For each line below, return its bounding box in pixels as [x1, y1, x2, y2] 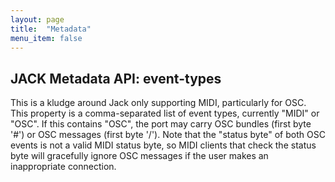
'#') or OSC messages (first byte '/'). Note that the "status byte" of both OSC [10, 129, 326, 141]
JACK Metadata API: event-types [10, 70, 222, 87]
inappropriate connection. [10, 161, 117, 173]
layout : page [10, 14, 65, 25]
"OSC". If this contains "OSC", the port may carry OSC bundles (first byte [10, 118, 312, 130]
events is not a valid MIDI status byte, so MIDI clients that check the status [10, 139, 317, 151]
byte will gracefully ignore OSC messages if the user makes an [10, 150, 269, 162]
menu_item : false [10, 33, 83, 43]
